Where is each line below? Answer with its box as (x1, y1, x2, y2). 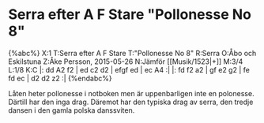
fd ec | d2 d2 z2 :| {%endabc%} (8, 73, 112, 83)
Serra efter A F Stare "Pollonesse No (8, 6, 251, 24)
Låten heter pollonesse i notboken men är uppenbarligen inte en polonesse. (8, 88, 255, 98)
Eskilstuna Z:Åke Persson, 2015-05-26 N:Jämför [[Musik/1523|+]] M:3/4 (8, 57, 243, 66)
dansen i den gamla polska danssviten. (8, 105, 135, 115)
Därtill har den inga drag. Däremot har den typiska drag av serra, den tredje (8, 97, 254, 106)
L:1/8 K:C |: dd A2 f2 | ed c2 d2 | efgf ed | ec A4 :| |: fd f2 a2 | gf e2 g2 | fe (8, 65, 251, 74)
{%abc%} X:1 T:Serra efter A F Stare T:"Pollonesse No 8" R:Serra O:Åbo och (8, 48, 257, 58)
